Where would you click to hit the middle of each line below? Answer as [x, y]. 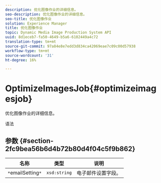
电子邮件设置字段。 [99, 173]
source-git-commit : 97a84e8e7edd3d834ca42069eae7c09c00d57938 [70, 46]
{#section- [37, 141]
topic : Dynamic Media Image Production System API [58, 32]
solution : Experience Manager [36, 23]
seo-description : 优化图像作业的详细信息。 [46, 14]
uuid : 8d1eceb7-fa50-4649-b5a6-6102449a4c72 [52, 37]
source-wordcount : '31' [30, 55]
